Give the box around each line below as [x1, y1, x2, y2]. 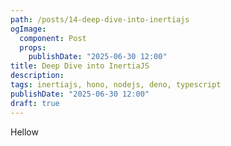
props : [19, 42, 47, 53]
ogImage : [10, 24, 47, 34]
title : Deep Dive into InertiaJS [10, 61, 150, 71]
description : [10, 71, 65, 81]
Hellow [10, 126, 39, 138]
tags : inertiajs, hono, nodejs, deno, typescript [10, 80, 222, 90]
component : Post [19, 33, 87, 43]
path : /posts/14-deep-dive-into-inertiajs [10, 14, 190, 25]
